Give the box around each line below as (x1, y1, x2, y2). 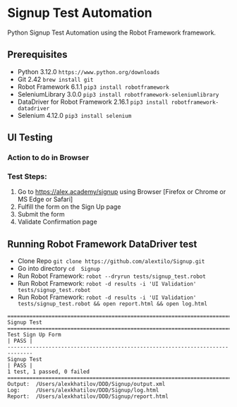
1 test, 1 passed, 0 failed (7, 368, 90, 375)
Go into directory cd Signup (17, 265, 100, 273)
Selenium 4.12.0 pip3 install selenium (17, 111, 132, 119)
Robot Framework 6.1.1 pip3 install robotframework (17, 83, 169, 91)
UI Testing (7, 132, 53, 144)
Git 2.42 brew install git (17, 75, 94, 83)
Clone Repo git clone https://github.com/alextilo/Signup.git (17, 257, 205, 265)
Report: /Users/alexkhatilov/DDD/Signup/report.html (7, 393, 169, 400)
